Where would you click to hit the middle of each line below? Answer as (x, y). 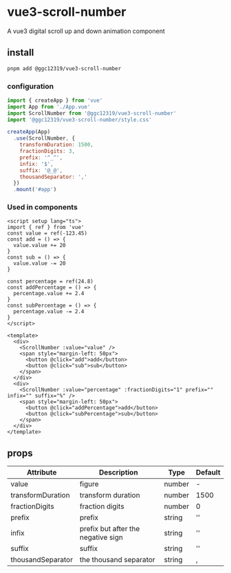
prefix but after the (110, 529)
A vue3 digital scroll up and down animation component (86, 31)
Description (119, 473)
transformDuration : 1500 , (57, 145)
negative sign (101, 537)
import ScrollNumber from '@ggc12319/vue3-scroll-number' (92, 113)
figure (89, 484)
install (21, 53)
